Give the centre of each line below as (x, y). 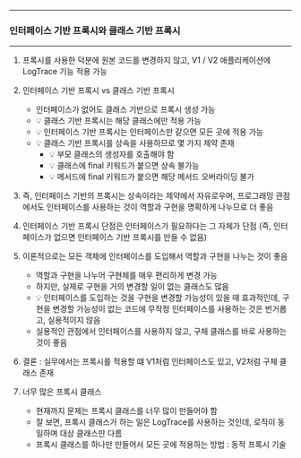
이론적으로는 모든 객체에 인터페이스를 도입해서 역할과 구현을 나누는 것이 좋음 (155, 256)
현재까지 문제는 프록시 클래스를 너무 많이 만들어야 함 (126, 411)
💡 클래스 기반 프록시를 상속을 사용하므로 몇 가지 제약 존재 (135, 143)
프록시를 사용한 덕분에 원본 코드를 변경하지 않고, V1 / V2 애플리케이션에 (146, 60)
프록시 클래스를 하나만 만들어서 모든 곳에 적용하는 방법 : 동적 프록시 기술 (161, 445)
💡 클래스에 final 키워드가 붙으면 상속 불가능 (124, 166)
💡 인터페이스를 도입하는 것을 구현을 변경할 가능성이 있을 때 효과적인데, (158, 298)
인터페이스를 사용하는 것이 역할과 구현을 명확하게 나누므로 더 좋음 (160, 207)
